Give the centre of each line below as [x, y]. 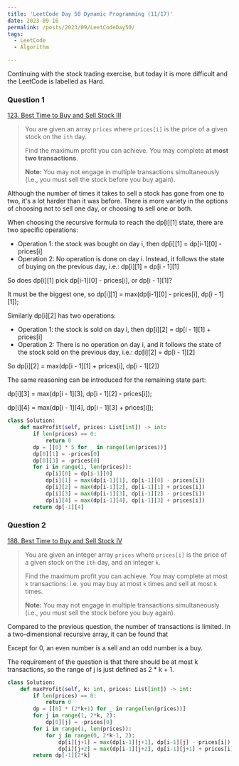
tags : [15, 34]
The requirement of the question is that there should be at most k [103, 662]
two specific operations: [43, 230]
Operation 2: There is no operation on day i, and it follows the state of [119, 345]
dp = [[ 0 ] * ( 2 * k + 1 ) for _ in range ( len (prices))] [110, 709]
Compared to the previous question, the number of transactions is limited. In [119, 626]
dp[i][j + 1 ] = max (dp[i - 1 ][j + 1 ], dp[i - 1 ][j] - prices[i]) [144, 742]
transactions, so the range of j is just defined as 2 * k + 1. [91, 669]
